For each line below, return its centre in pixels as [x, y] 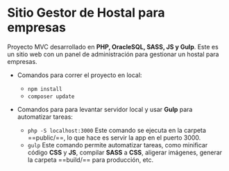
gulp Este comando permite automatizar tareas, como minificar [118, 145]
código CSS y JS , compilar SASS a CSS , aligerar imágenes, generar [125, 152]
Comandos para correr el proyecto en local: [79, 75]
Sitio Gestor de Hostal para [86, 13]
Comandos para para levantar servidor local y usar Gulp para [105, 109]
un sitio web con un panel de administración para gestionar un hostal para [113, 54]
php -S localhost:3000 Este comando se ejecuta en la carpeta [117, 130]
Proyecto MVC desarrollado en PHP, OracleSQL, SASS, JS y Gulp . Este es [113, 47]
